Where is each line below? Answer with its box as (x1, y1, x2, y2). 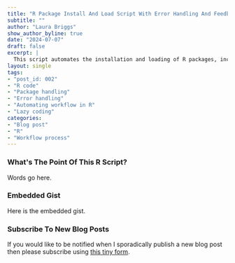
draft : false (7, 43, 45, 50)
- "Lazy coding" (7, 108, 55, 115)
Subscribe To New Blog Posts (7, 224, 110, 234)
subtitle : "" (7, 17, 45, 24)
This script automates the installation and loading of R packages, (13, 56, 218, 63)
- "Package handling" (7, 88, 71, 95)
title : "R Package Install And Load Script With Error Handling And (7, 10, 211, 18)
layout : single (7, 62, 52, 69)
